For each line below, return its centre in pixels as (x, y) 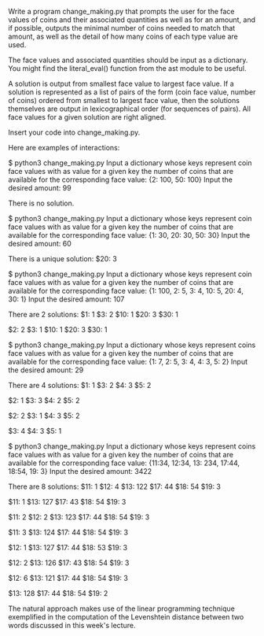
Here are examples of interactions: (64, 148)
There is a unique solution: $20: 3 (63, 259)
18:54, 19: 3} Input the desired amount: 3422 (80, 471)
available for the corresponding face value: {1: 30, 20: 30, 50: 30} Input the (129, 235)
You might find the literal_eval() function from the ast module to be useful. (127, 68)
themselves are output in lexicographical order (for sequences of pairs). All (130, 109)
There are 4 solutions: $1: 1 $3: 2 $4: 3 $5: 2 (80, 385)
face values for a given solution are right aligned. (87, 117)
